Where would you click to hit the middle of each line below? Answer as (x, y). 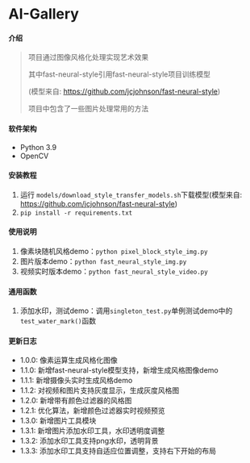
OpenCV (34, 156)
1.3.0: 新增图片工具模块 (58, 421)
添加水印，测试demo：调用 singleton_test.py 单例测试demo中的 (126, 311)
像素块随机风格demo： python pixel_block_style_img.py (114, 251)
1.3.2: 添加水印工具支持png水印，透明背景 (89, 441)
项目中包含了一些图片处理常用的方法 (88, 109)
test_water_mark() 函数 (58, 321)
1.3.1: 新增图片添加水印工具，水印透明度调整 (92, 431)
